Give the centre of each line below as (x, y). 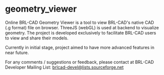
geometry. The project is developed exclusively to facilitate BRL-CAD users (81, 33)
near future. (17, 53)
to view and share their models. (37, 38)
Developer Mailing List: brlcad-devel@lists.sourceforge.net (64, 67)
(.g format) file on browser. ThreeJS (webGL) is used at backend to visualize (82, 27)
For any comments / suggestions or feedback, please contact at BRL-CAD (80, 62)
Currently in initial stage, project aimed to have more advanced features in (80, 47)
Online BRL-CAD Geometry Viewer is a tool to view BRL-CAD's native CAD (80, 22)
